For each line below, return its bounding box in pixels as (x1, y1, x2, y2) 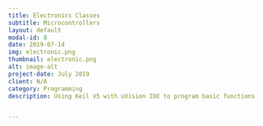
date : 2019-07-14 (8, 41, 65, 49)
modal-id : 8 (8, 33, 47, 42)
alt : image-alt (8, 63, 58, 71)
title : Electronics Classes (8, 11, 101, 20)
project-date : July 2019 (8, 70, 90, 78)
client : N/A (8, 77, 47, 85)
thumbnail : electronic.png (8, 56, 97, 64)
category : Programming (8, 84, 83, 93)
